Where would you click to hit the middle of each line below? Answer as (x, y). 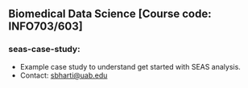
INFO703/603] (45, 27)
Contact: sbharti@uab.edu (64, 75)
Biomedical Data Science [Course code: (110, 14)
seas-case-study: (44, 50)
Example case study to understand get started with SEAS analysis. (130, 66)
